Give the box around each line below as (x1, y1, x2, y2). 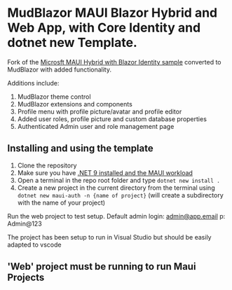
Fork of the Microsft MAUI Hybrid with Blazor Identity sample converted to (7, 57, 222, 66)
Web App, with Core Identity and (7, 20, 201, 36)
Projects (7, 272, 45, 284)
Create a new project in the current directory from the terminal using (17, 184, 215, 192)
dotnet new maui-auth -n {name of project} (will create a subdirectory (17, 191, 224, 199)
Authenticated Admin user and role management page (17, 122, 175, 130)
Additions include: (7, 78, 60, 87)
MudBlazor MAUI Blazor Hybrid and (7, 5, 218, 21)
